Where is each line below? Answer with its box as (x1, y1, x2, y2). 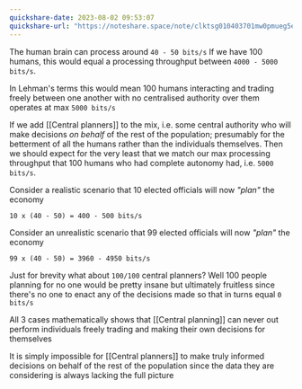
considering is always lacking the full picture (9, 369, 174, 380)
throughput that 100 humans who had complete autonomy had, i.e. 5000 (9, 157, 274, 168)
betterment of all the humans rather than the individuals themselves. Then (9, 138, 283, 149)
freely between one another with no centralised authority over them (9, 92, 261, 103)
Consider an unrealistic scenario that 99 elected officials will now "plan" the (9, 226, 290, 238)
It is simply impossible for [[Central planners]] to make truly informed (9, 350, 265, 361)
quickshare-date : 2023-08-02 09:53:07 (9, 13, 155, 22)
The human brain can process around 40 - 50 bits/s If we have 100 (9, 46, 263, 57)
